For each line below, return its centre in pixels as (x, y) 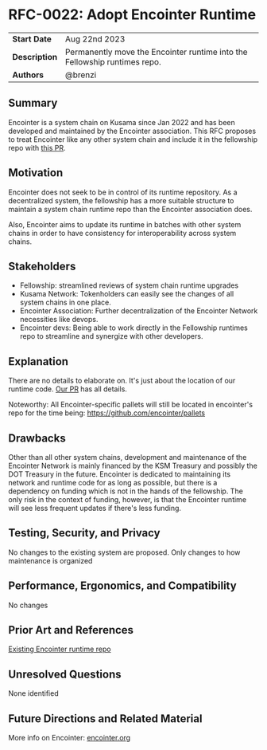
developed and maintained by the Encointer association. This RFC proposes (132, 131)
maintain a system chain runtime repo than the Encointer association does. (130, 209)
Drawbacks (37, 438)
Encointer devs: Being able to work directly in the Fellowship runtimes (133, 328)
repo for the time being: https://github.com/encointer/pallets (106, 413)
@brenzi (81, 75)
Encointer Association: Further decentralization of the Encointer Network (139, 311)
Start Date (32, 39)
